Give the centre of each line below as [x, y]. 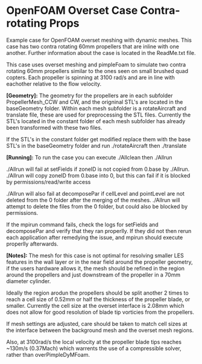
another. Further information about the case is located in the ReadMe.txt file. [101, 53]
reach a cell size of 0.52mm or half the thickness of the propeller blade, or [98, 299]
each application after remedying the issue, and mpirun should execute [95, 237]
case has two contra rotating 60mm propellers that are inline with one [93, 46]
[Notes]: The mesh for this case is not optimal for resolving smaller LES [95, 255]
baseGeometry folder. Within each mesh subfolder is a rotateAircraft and [96, 108]
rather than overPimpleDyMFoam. [48, 354]
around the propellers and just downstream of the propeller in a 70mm [93, 275]
